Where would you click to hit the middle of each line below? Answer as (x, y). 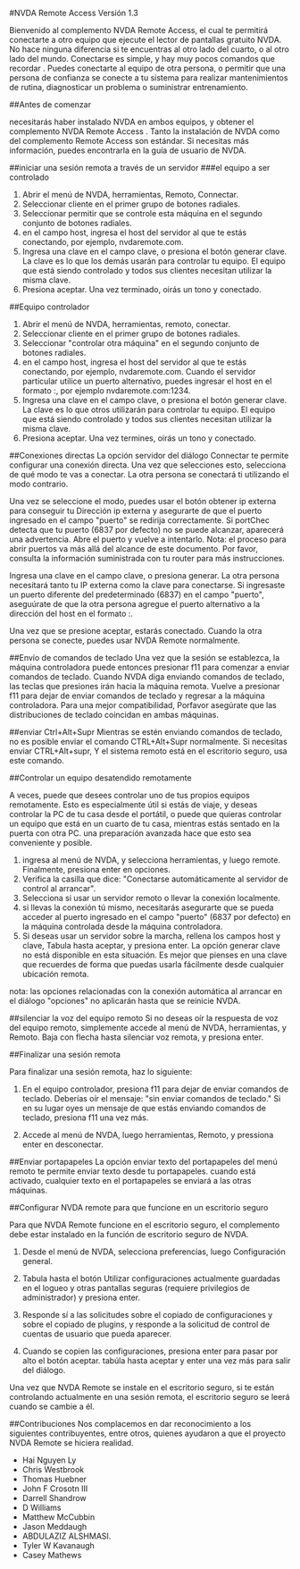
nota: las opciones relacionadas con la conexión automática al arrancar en (146, 991)
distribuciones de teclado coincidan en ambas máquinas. (114, 715)
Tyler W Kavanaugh (58, 1545)
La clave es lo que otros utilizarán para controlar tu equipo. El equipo (149, 409)
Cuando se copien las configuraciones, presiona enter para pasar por (150, 1351)
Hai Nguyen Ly (49, 1460)
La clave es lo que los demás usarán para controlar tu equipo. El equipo (154, 261)
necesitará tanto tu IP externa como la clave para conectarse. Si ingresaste (147, 585)
